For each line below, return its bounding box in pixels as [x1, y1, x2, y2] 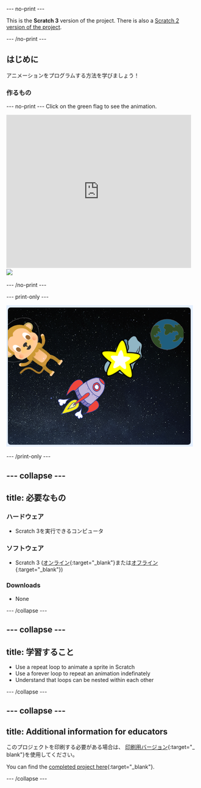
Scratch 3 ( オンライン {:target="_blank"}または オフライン [15, 559, 158, 566]
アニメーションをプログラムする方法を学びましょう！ [6, 71, 140, 79]
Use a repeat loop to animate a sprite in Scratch [15, 663, 135, 670]
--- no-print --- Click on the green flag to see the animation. [6, 103, 157, 110]
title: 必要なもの [6, 492, 66, 503]
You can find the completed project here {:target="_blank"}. [6, 763, 155, 770]
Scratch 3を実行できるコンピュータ [15, 527, 104, 535]
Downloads [6, 581, 41, 590]
